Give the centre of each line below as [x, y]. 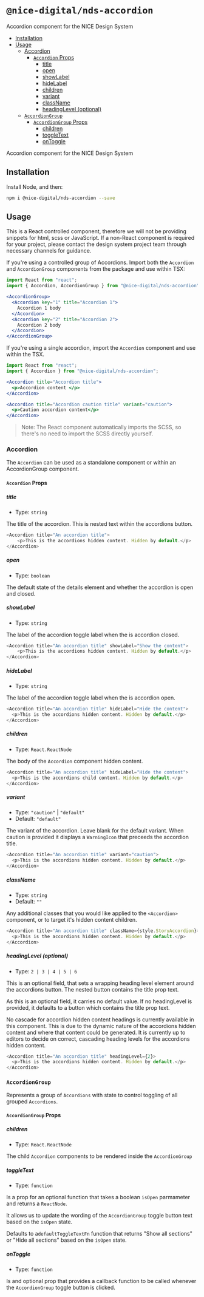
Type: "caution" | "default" [50, 812]
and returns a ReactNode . [37, 1203]
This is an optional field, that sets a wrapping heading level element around [100, 983]
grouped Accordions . [32, 1101]
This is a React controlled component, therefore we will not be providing [97, 231]
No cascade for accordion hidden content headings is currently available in [100, 1020]
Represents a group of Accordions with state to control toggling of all [92, 1095]
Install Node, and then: [35, 186]
